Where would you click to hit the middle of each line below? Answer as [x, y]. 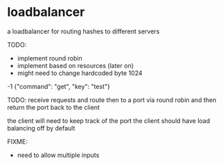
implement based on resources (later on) [75, 65]
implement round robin [50, 58]
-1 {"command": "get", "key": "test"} [59, 86]
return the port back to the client [54, 107]
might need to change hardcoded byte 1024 [80, 73]
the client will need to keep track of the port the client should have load [109, 121]
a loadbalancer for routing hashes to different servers [83, 31]
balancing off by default [41, 128]
